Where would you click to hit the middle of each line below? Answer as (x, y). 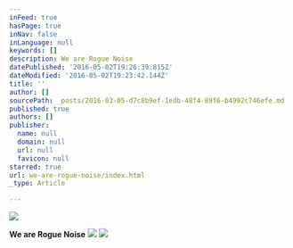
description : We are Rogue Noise (71, 59)
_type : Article (37, 184)
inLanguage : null (41, 42)
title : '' (28, 84)
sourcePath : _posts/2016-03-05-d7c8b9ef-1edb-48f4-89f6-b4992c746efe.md (147, 100)
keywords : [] (33, 51)
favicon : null (43, 158)
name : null (37, 134)
